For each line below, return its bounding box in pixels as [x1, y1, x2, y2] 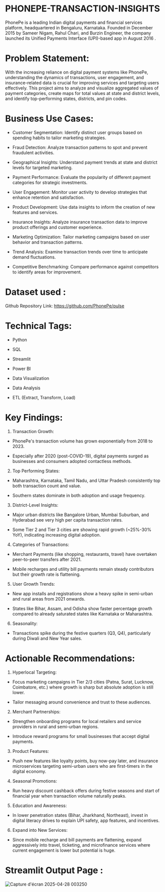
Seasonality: [12, 620, 38, 626]
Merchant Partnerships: [12, 709, 61, 714]
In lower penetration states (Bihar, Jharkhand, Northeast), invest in [12, 812, 148, 818]
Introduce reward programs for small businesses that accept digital [12, 733, 150, 739]
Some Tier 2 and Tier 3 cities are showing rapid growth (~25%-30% [12, 527, 152, 533]
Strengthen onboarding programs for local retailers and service [12, 718, 142, 724]
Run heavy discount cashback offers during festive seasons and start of [12, 788, 160, 794]
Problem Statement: [5, 53, 90, 64]
